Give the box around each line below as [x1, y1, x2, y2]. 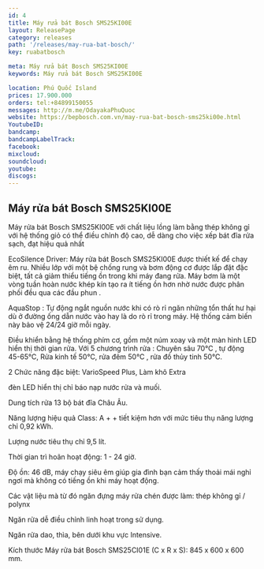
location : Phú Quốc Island [8, 84, 97, 92]
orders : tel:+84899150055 [8, 99, 93, 107]
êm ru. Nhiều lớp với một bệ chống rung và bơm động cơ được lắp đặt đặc [8, 262, 248, 272]
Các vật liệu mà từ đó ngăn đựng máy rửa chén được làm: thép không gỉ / [8, 491, 246, 500]
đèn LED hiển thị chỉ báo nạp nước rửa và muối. [8, 382, 162, 391]
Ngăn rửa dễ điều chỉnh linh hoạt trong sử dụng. [8, 515, 164, 524]
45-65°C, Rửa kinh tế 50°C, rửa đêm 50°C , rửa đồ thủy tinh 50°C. [8, 352, 223, 361]
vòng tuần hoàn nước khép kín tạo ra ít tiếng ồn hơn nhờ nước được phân [8, 279, 245, 289]
